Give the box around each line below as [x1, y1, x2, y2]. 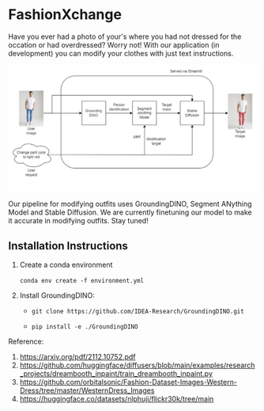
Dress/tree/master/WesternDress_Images [19, 386, 155, 395]
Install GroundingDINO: [19, 291, 95, 300]
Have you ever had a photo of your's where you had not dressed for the [8, 32, 242, 41]
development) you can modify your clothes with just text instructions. [8, 48, 234, 58]
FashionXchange [8, 6, 123, 24]
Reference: [8, 337, 44, 346]
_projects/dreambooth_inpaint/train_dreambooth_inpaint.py [19, 369, 213, 379]
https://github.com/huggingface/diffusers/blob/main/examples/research [19, 360, 255, 370]
